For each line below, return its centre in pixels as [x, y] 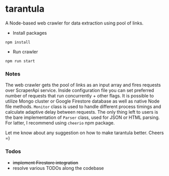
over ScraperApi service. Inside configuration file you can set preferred [80, 90]
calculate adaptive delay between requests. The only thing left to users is [82, 112]
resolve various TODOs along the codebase [58, 168]
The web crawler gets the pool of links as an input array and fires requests [83, 85]
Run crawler [25, 52]
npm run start [20, 61]
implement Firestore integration [45, 162]
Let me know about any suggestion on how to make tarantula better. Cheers [84, 133]
